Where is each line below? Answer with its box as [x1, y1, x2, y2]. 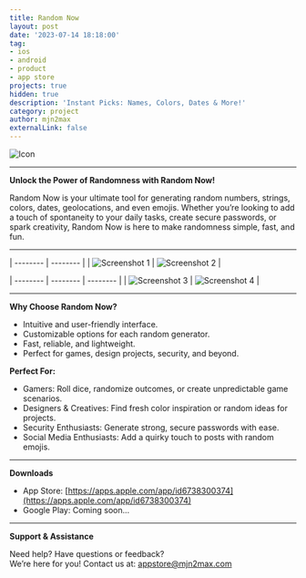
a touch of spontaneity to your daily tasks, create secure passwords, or [9, 212, 277, 222]
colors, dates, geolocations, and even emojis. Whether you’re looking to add [9, 202, 295, 212]
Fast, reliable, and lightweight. [22, 338, 136, 349]
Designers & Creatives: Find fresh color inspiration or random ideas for [22, 403, 289, 413]
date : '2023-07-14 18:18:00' [9, 30, 120, 39]
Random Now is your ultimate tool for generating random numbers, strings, [9, 192, 291, 203]
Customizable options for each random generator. [22, 329, 210, 339]
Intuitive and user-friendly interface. [22, 319, 158, 329]
